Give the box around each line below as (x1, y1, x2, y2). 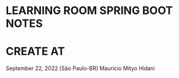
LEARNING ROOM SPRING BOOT (6, 4, 173, 18)
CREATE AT (6, 44, 65, 58)
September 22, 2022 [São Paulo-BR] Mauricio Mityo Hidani (6, 65, 155, 72)
